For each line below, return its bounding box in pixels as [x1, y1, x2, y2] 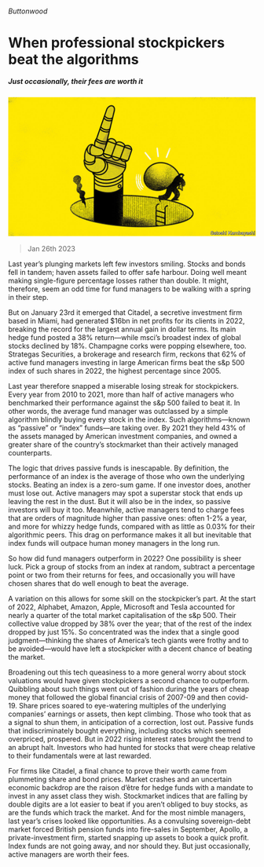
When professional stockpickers [8, 34, 225, 51]
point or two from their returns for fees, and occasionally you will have [8, 570, 236, 580]
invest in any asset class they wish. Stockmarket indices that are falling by [8, 792, 248, 801]
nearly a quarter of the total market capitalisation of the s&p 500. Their [8, 611, 236, 620]
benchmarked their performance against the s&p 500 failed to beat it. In [8, 398, 240, 408]
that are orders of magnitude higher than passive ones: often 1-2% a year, [8, 514, 247, 523]
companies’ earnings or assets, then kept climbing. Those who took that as [8, 709, 251, 719]
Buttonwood [8, 6, 48, 16]
